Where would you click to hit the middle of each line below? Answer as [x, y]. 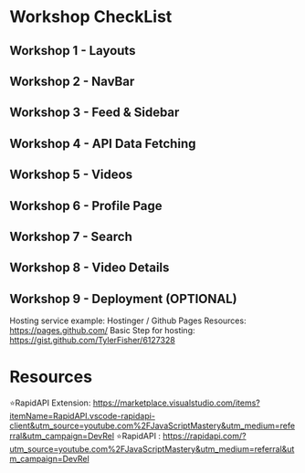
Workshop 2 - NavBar [72, 81]
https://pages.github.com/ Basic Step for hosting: [102, 331]
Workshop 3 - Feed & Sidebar [95, 113]
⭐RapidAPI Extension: [50, 403]
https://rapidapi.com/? [205, 436]
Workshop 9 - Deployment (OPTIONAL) [123, 299]
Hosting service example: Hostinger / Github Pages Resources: [128, 321]
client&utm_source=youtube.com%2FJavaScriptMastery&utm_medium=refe [152, 426]
